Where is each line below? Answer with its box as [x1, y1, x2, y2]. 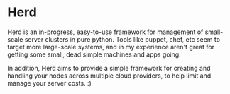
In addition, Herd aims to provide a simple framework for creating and [7, 64, 211, 72]
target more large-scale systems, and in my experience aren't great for [7, 42, 215, 51]
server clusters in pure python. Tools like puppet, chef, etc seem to [24, 35, 221, 43]
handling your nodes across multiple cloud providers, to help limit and [7, 71, 212, 80]
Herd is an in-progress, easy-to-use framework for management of [7, 28, 204, 36]
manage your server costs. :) [7, 78, 92, 87]
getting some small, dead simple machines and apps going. [7, 50, 181, 59]
